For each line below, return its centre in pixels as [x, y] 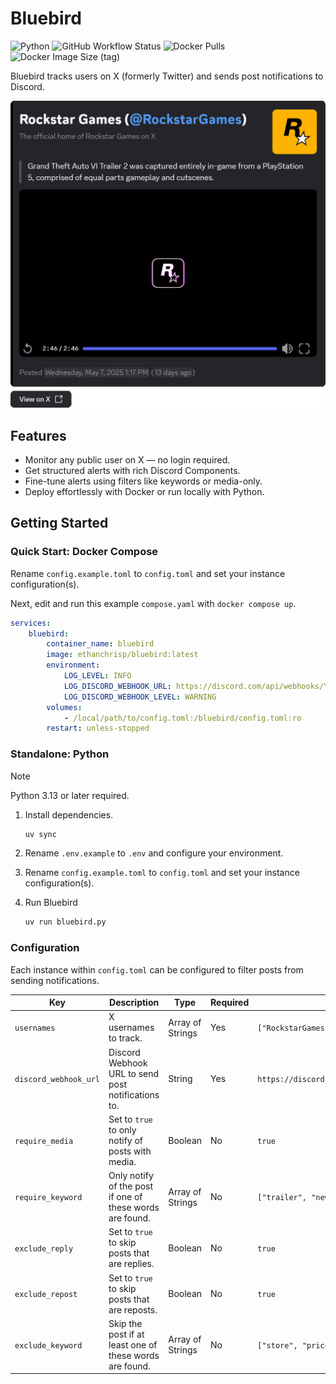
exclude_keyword [48, 1345]
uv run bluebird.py [65, 922]
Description [134, 1003]
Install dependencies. [69, 814]
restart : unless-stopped [98, 728]
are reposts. [133, 1309]
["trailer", [282, 1198]
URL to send [134, 1073]
